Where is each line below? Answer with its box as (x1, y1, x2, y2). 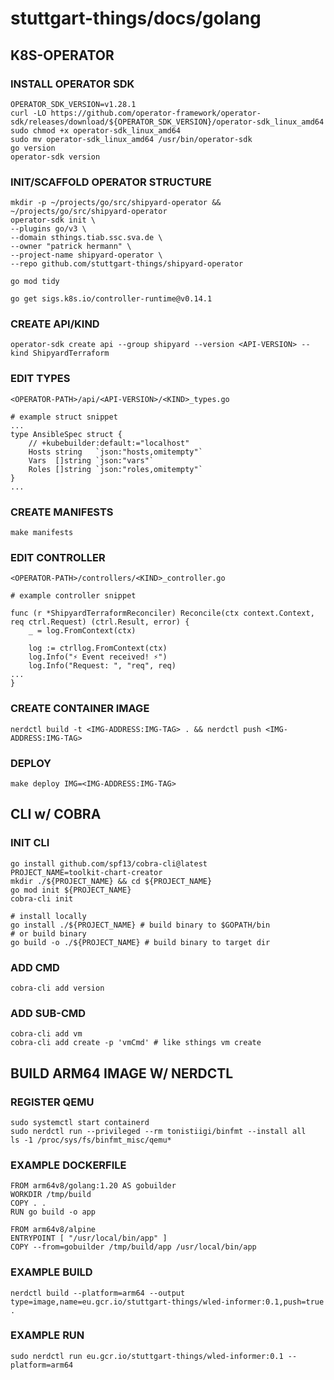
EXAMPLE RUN (10, 1328, 85, 1342)
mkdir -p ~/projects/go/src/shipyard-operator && (10, 198, 222, 208)
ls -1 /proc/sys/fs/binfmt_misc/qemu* (10, 1135, 172, 1145)
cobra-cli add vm (10, 1029, 83, 1039)
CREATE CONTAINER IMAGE (10, 702, 150, 716)
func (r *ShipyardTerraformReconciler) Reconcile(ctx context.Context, (10, 608, 315, 619)
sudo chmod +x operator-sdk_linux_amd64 (10, 125, 182, 136)
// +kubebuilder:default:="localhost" (28, 438, 190, 448)
